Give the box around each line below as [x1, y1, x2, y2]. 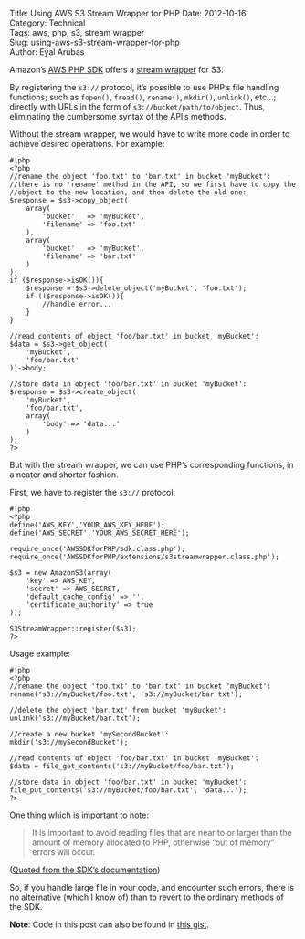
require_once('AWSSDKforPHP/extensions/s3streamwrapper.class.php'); [9, 552, 280, 561]
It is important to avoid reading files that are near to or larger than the [31, 828, 292, 838]
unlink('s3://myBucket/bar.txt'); [9, 714, 142, 723]
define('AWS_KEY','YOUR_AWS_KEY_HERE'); [9, 520, 166, 529]
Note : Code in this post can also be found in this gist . [9, 919, 210, 930]
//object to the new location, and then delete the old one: [9, 188, 247, 197]
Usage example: [9, 648, 71, 659]
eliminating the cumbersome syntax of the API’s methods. [9, 111, 226, 121]
